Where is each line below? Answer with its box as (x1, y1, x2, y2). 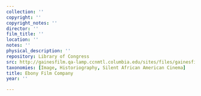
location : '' (6, 37, 39, 43)
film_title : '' (6, 31, 44, 37)
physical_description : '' (6, 48, 71, 54)
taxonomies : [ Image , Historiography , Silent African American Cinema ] (6, 64, 186, 71)
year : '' (6, 76, 28, 82)
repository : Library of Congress (6, 53, 90, 59)
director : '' (6, 25, 39, 32)
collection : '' (6, 8, 44, 15)
